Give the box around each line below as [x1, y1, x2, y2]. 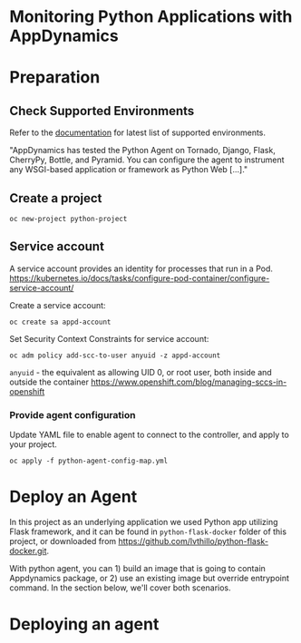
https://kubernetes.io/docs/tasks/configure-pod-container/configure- [9, 272, 270, 283]
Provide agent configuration [9, 408, 136, 421]
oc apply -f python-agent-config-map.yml [9, 456, 169, 466]
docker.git [9, 546, 47, 557]
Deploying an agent [9, 614, 160, 635]
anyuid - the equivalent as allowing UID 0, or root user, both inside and [9, 366, 272, 377]
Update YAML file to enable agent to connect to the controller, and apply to [9, 429, 290, 441]
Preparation [9, 67, 101, 88]
